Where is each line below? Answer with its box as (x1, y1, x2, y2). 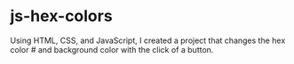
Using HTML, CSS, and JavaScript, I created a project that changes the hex (10, 35, 286, 46)
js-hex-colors (10, 6, 114, 26)
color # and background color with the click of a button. (10, 44, 214, 54)
